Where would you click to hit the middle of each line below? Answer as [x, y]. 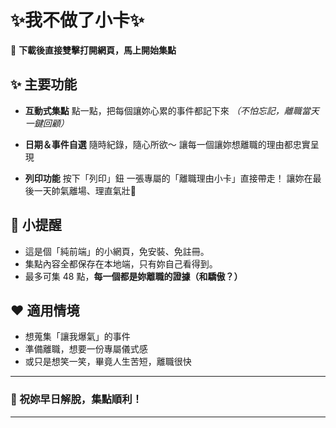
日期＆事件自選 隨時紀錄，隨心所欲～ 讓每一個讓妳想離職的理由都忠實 [167, 144]
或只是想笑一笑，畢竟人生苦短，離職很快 [108, 362]
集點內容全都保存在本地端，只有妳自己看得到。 [121, 263]
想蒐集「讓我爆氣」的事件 [77, 337]
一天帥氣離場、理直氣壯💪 [85, 190]
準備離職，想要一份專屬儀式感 [86, 349]
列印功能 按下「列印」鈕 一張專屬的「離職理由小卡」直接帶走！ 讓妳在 [168, 178]
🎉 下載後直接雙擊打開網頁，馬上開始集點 [93, 50]
